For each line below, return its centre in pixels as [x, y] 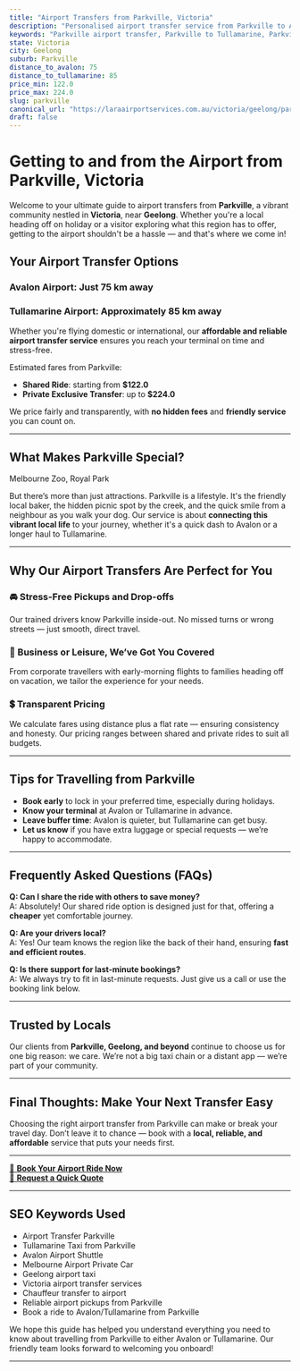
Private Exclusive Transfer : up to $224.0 [99, 394]
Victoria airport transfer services [82, 1283]
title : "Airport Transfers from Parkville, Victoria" [112, 17]
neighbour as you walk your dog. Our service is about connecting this [138, 515]
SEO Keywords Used [68, 1214]
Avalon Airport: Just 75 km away [81, 287]
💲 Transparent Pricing [57, 705]
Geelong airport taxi [59, 1274]
